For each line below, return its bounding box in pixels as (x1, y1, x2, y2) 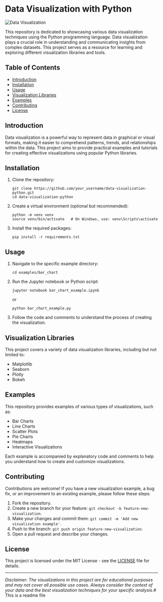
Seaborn (12, 367, 30, 372)
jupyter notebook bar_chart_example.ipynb (12, 288, 99, 293)
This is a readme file (5, 592, 46, 598)
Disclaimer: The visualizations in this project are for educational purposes (5, 577, 153, 583)
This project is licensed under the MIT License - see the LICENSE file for (5, 558, 149, 564)
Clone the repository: (12, 177, 55, 183)
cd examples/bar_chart (12, 270, 58, 275)
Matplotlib (12, 361, 33, 367)
